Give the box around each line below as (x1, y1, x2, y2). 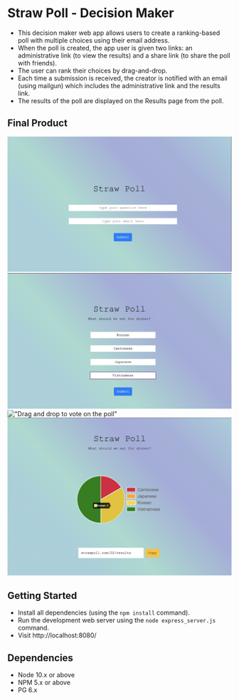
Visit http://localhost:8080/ (17, 631, 97, 640)
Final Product (7, 117, 68, 129)
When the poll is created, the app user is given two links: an (17, 43, 193, 52)
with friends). (17, 58, 57, 67)
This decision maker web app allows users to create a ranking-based (17, 28, 221, 37)
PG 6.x (17, 686, 38, 694)
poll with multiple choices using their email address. (17, 36, 170, 44)
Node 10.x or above (17, 671, 75, 679)
